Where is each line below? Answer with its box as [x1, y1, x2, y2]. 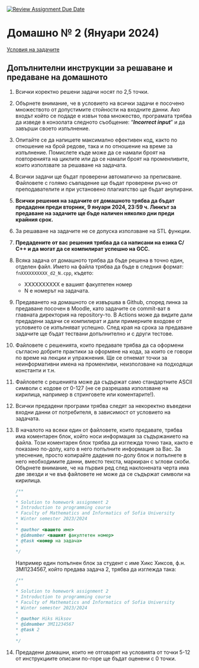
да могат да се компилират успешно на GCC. [32, 245, 150, 252]
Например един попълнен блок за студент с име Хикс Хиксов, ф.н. [15, 560, 185, 567]
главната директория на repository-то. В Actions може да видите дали [15, 311, 193, 318]
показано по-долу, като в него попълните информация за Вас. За [15, 445, 181, 452]
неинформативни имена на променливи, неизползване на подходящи [15, 360, 193, 367]
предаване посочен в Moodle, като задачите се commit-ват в [15, 305, 171, 312]
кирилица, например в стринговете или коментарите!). [15, 391, 156, 398]
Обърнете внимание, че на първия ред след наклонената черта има [15, 464, 189, 471]
